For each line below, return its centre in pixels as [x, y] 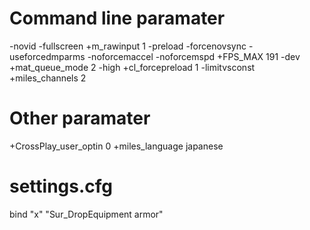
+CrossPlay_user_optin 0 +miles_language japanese [116, 146]
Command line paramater [117, 18]
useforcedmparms [47, 56]
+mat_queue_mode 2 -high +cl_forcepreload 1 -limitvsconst [132, 67]
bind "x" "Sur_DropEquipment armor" [86, 214]
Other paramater [80, 118]
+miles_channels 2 [48, 78]
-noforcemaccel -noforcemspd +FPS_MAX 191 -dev [194, 56]
